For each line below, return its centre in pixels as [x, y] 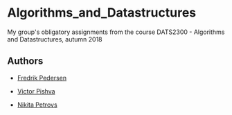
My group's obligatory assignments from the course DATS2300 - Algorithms [116, 32]
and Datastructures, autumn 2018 [55, 39]
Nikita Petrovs [37, 105]
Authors [25, 61]
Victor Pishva [36, 91]
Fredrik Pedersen [42, 78]
